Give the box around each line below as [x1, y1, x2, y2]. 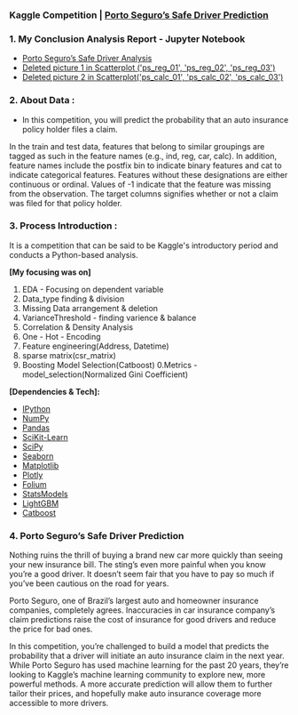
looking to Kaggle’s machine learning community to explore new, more [9, 670, 266, 680]
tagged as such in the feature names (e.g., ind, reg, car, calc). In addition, [9, 150, 278, 161]
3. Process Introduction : [9, 220, 118, 232]
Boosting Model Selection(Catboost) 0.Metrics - [21, 359, 198, 370]
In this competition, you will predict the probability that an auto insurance [21, 114, 289, 125]
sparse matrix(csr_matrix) [21, 349, 117, 360]
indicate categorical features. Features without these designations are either [9, 169, 288, 180]
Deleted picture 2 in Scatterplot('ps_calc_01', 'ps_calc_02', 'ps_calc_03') [21, 72, 284, 83]
